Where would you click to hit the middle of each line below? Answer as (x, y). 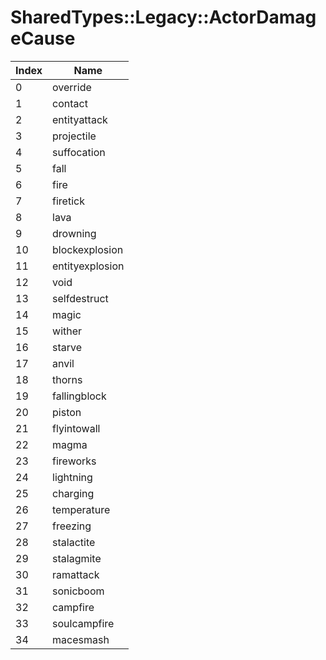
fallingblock (79, 396)
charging (73, 493)
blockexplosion (88, 249)
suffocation (79, 152)
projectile (74, 136)
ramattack (76, 574)
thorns (67, 379)
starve (67, 347)
